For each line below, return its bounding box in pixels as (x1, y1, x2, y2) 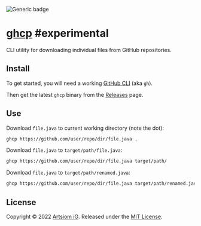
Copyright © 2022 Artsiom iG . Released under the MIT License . (6, 213, 163, 220)
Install (6, 63, 30, 74)
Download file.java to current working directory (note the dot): (6, 124, 165, 132)
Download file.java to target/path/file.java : (6, 146, 123, 154)
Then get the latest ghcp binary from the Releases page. (6, 91, 144, 98)
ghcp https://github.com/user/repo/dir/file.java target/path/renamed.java (6, 181, 199, 187)
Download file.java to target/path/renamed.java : (6, 169, 130, 176)
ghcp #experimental (6, 27, 109, 40)
